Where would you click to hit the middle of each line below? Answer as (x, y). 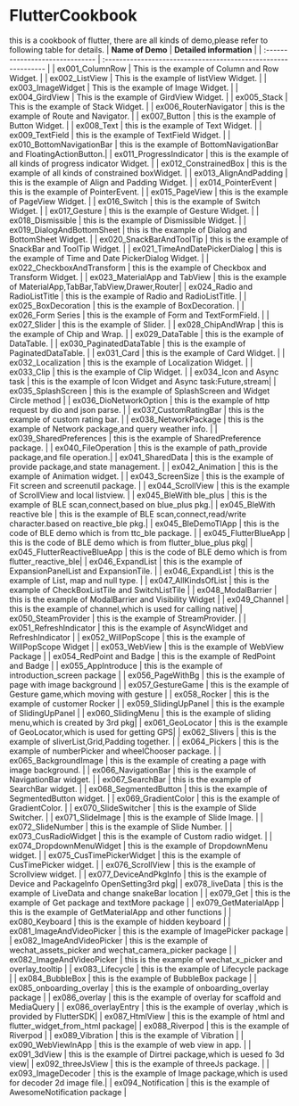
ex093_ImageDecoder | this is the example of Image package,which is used (149, 1073)
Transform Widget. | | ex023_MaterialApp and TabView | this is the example (148, 276)
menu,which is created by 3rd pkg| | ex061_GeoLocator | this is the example (149, 722)
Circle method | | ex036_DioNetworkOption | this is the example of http (140, 400)
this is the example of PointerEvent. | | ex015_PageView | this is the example (149, 192)
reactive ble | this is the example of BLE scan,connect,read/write (128, 514)
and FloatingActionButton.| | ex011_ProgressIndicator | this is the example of (149, 153)
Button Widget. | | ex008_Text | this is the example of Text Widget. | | (136, 125)
